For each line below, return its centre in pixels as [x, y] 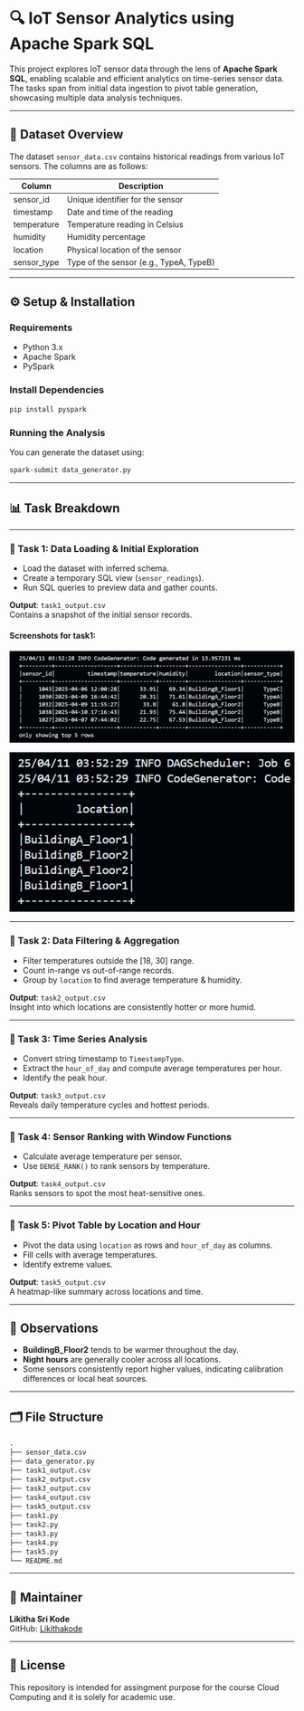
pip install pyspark [48, 410]
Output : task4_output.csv [57, 1183]
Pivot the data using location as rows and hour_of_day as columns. [147, 1245]
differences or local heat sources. [85, 1379]
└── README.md [36, 1561]
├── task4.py [34, 1543]
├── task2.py [34, 1525]
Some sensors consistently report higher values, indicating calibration [152, 1369]
